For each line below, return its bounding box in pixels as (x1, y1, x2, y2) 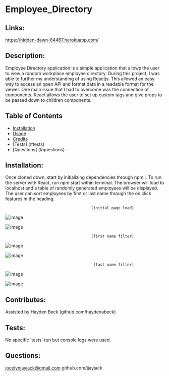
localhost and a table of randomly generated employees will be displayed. (5, 185, 158, 191)
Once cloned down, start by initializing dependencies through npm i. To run (5, 174, 162, 180)
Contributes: (5, 295, 46, 304)
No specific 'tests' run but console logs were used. (5, 337, 111, 343)
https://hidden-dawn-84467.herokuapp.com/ (5, 37, 99, 43)
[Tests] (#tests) (12, 141, 45, 147)
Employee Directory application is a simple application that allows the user (5, 65, 160, 71)
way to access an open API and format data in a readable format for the (5, 81, 154, 87)
